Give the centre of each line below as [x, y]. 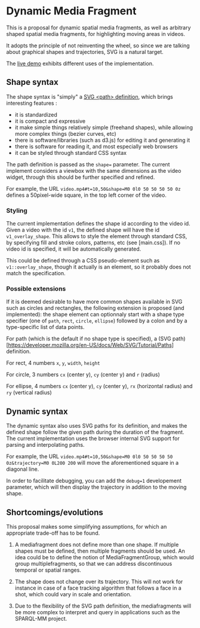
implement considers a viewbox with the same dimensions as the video [94, 170]
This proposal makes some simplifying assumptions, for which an [87, 526]
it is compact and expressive [50, 121]
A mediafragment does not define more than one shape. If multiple [97, 544]
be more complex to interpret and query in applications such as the [97, 612]
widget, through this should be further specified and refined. [81, 177]
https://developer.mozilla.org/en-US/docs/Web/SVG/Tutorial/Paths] [91, 345]
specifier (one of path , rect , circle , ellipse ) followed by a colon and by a [97, 321]
